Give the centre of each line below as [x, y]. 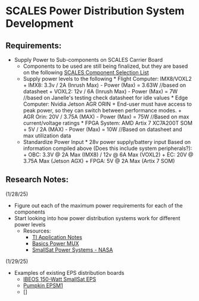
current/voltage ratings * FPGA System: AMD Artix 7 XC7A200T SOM [108, 123]
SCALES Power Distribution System [95, 11]
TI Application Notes [57, 237]
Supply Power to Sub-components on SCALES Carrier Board [88, 60]
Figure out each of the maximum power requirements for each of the [98, 205]
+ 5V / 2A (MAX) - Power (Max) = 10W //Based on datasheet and [102, 129]
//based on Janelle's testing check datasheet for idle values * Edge [105, 98]
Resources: [37, 231]
